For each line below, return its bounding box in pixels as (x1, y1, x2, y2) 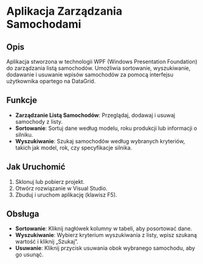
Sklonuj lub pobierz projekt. (15, 178, 85, 185)
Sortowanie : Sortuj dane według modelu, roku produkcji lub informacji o (15, 124, 197, 132)
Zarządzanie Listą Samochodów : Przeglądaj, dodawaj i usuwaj (15, 111, 175, 119)
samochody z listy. (15, 118, 63, 125)
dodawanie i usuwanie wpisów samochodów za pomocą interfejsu (6, 71, 174, 78)
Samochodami (6, 17, 81, 31)
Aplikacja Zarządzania (6, 4, 122, 18)
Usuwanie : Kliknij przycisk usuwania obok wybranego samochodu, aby (15, 244, 196, 252)
